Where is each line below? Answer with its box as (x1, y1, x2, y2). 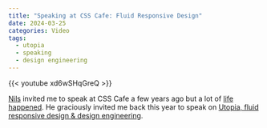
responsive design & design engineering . (8, 110, 144, 120)
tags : (8, 34, 26, 42)
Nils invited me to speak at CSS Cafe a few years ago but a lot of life (8, 94, 234, 103)
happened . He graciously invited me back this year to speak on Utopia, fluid (8, 102, 259, 112)
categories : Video (8, 26, 70, 34)
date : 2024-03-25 (8, 19, 67, 27)
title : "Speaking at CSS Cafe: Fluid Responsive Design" (8, 11, 203, 20)
